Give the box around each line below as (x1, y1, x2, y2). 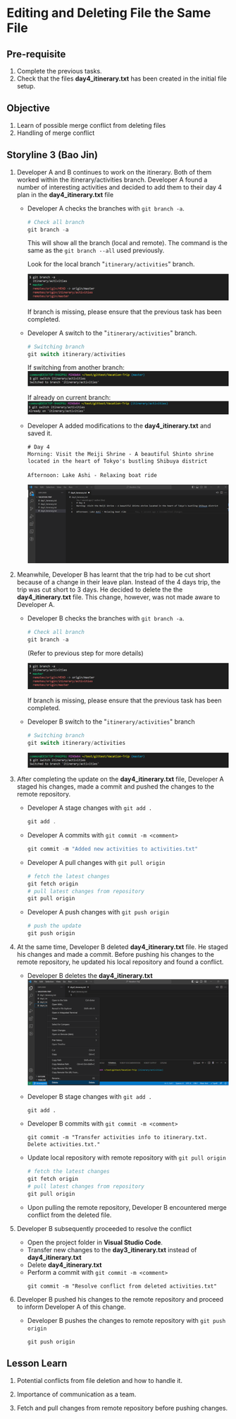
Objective (6, 102, 51, 114)
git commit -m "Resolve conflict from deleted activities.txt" (27, 1283, 218, 1290)
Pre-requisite (6, 48, 66, 60)
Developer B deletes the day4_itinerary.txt (27, 972, 153, 979)
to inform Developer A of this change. (16, 1302, 126, 1311)
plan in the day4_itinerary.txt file (16, 190, 114, 199)
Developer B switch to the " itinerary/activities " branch (27, 717, 195, 726)
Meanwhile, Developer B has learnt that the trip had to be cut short (16, 570, 211, 579)
